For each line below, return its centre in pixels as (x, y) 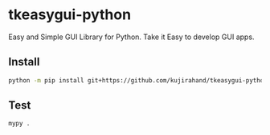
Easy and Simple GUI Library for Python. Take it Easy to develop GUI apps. (131, 37)
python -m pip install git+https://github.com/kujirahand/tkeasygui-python (138, 80)
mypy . (19, 124)
